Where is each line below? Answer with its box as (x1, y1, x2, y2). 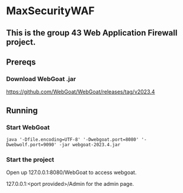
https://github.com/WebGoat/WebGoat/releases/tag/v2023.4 (6, 88, 155, 95)
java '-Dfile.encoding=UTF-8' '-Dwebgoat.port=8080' (6, 136, 139, 143)
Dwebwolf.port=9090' (6, 141, 57, 147)
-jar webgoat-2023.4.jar (59, 141, 120, 147)
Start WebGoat (6, 123, 50, 131)
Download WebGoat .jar (6, 75, 76, 83)
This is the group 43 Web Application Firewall (6, 28, 178, 38)
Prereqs (6, 57, 36, 67)
